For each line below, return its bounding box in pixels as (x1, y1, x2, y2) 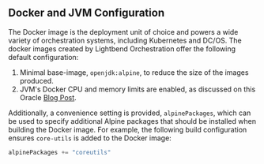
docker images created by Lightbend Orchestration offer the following (8, 43, 236, 54)
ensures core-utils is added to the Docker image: (8, 133, 172, 143)
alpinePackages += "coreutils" (8, 148, 111, 156)
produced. (19, 76, 54, 85)
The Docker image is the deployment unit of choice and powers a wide (8, 27, 239, 36)
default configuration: (8, 52, 79, 61)
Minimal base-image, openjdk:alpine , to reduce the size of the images (19, 67, 249, 77)
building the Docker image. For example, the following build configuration (8, 125, 247, 134)
